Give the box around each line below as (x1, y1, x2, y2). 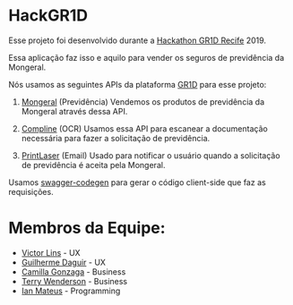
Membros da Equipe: (8, 218, 167, 238)
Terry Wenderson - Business (21, 275, 128, 286)
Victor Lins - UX (21, 247, 82, 258)
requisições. (8, 186, 55, 197)
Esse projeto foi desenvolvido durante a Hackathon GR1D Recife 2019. (8, 35, 266, 46)
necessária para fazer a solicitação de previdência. (21, 132, 211, 143)
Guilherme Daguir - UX (21, 257, 107, 267)
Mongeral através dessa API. (21, 106, 128, 116)
